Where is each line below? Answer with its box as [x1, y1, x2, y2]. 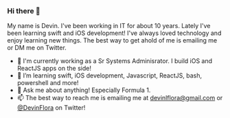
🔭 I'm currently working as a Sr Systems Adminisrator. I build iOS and [16, 57, 213, 65]
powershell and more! [16, 79, 79, 87]
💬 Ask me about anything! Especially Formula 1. [16, 86, 151, 95]
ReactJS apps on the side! [16, 64, 91, 73]
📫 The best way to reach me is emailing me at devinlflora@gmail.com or [16, 94, 223, 102]
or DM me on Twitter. [7, 44, 67, 52]
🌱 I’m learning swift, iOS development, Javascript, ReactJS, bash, [16, 71, 203, 80]
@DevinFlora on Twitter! [16, 104, 86, 112]
